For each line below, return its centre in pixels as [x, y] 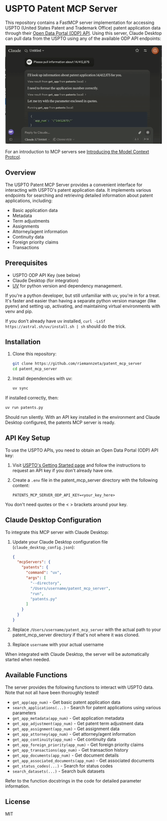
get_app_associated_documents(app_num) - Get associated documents [83, 760]
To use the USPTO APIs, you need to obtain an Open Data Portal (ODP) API [82, 450]
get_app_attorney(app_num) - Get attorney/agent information [74, 734]
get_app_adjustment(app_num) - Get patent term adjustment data [78, 723]
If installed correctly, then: [32, 398]
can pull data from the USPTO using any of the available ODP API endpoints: [83, 38]
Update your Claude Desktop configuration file [60, 542]
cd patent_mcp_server [35, 369]
